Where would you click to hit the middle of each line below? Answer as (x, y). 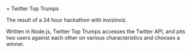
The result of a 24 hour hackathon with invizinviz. (67, 20)
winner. (15, 44)
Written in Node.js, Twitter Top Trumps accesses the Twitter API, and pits (96, 31)
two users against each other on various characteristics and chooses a (93, 38)
